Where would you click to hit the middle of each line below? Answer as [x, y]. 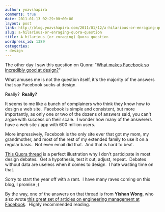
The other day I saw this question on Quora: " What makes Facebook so [77, 65]
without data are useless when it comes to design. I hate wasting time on [79, 164]
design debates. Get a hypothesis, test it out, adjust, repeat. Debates [76, 159]
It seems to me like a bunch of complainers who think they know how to [78, 104]
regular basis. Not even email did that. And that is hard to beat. [69, 144]
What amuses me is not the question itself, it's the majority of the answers [80, 79]
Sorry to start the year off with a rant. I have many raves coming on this [78, 179]
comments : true [21, 14]
